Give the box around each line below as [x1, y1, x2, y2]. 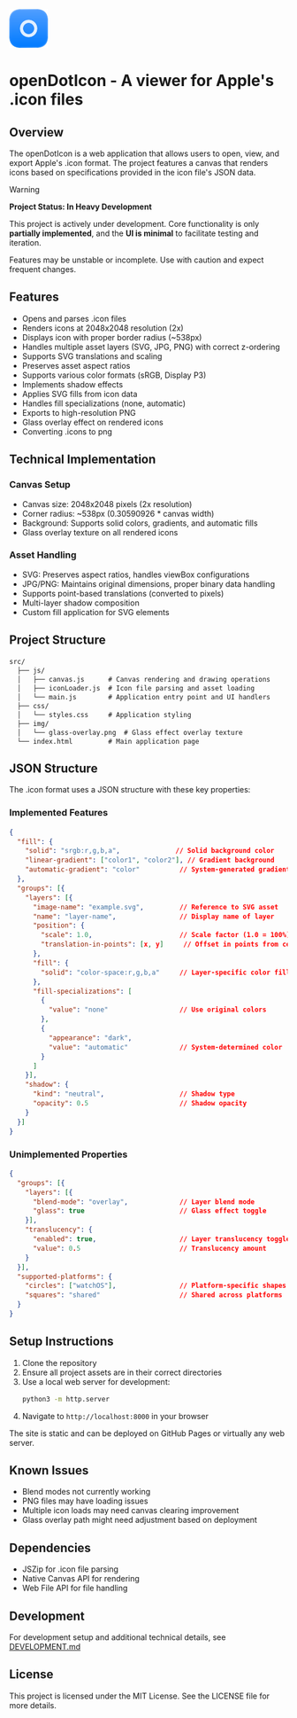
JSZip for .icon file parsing [21, 1564, 119, 1574]
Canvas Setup [9, 479, 71, 491]
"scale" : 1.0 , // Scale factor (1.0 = [41, 931, 267, 940]
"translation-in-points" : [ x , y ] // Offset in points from [41, 940, 278, 949]
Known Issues [9, 1463, 89, 1478]
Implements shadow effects [21, 379, 124, 389]
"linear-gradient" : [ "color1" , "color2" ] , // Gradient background [25, 855, 275, 865]
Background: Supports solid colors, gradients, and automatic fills [21, 518, 258, 528]
